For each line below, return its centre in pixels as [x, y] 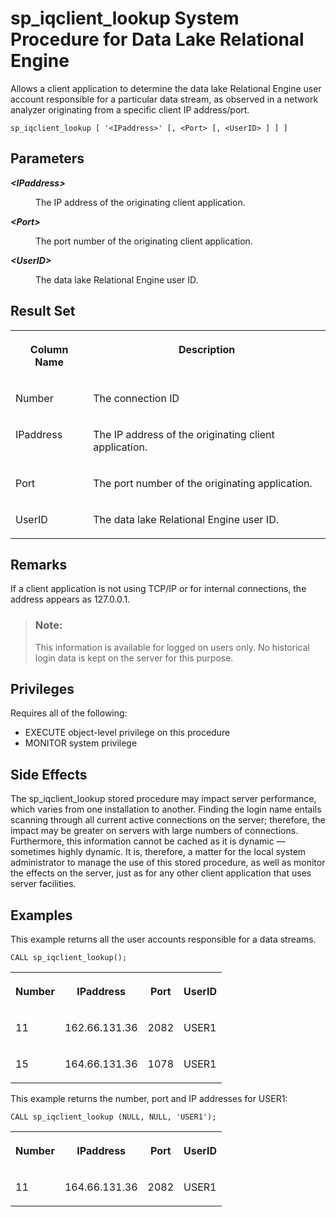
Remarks [39, 564]
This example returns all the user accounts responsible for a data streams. [163, 939]
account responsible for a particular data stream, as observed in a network [164, 99]
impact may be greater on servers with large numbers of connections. [154, 831]
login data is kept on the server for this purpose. [134, 658]
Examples [41, 915]
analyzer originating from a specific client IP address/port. [130, 109]
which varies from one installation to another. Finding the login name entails [166, 809]
